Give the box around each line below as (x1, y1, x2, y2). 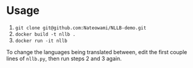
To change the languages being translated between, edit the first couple (6, 48, 188, 55)
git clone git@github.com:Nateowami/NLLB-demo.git (15, 25, 147, 31)
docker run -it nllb (15, 38, 68, 44)
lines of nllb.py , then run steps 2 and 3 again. (6, 55, 122, 62)
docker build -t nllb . (15, 31, 76, 37)
